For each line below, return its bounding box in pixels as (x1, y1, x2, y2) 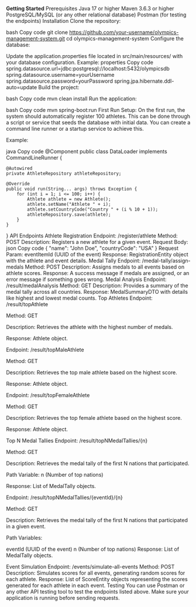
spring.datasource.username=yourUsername (6, 72, 115, 78)
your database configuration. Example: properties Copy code (6, 59, 154, 66)
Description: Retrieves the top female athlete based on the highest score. (6, 415, 183, 421)
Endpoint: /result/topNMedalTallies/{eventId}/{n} (6, 494, 123, 501)
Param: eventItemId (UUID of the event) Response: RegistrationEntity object (6, 251, 188, 257)
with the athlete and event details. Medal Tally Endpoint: (6, 257, 141, 264)
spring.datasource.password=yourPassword (6, 77, 113, 84)
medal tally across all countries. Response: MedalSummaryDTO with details (6, 289, 188, 295)
